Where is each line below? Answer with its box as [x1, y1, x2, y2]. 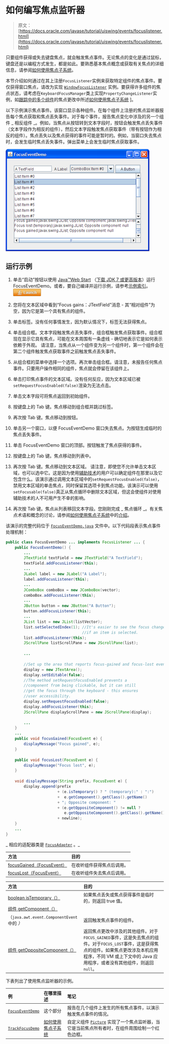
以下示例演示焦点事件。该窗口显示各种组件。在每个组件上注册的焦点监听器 [6, 107, 159, 113]
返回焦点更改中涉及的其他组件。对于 [83, 928, 158, 934]
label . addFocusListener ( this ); [24, 577, 89, 582]
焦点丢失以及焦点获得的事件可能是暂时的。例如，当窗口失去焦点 [30, 132, 162, 138]
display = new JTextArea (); [24, 667, 82, 672]
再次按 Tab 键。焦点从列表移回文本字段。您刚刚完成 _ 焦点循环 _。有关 [13, 506, 158, 512]
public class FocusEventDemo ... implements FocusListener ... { [6, 539, 145, 544]
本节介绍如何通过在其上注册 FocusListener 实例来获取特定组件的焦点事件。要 [6, 78, 162, 84]
